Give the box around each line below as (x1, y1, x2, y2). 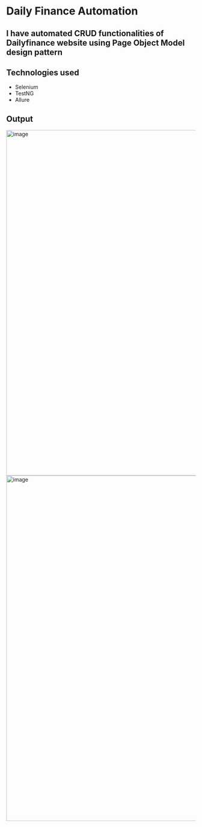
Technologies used (6, 68, 79, 78)
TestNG (14, 90, 34, 97)
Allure (14, 96, 30, 104)
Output (6, 113, 33, 124)
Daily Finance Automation (6, 4, 138, 18)
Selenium (14, 83, 38, 91)
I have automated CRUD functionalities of (6, 28, 164, 39)
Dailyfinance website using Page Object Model (6, 37, 185, 48)
